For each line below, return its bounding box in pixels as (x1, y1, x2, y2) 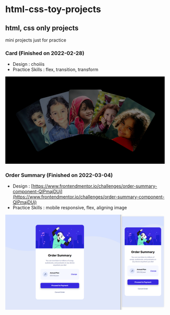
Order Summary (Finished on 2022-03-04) (5, 171, 113, 178)
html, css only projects (5, 24, 79, 32)
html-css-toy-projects (5, 4, 101, 15)
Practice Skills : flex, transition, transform (12, 67, 99, 73)
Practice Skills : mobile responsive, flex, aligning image (12, 204, 127, 210)
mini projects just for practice (5, 37, 67, 43)
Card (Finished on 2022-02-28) (5, 50, 84, 57)
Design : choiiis (12, 61, 45, 67)
